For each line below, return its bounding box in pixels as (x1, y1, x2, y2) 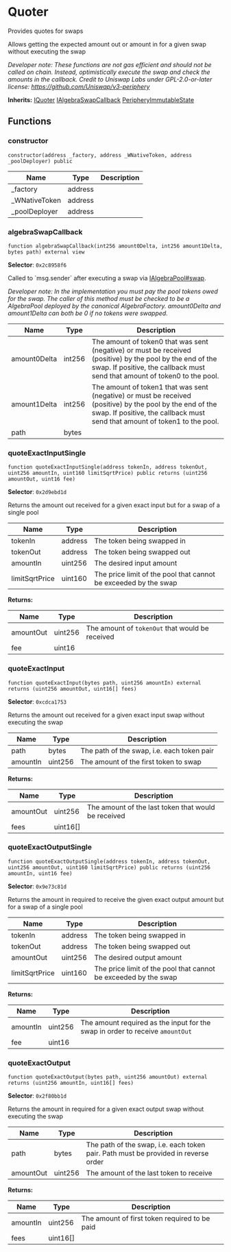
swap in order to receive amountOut (80, 1026, 193, 1035)
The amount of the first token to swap (80, 757, 202, 766)
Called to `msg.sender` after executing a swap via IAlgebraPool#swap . (8, 273, 206, 282)
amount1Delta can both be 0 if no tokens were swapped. (8, 309, 169, 317)
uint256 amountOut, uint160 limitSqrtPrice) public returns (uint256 (8, 864, 211, 871)
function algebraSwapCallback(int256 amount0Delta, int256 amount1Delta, (8, 243, 223, 249)
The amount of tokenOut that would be (86, 624, 210, 633)
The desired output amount (94, 953, 182, 962)
